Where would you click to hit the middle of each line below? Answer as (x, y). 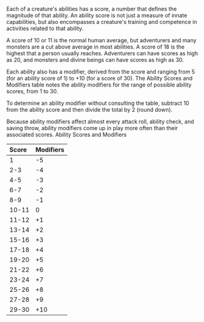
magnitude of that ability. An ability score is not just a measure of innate (97, 15)
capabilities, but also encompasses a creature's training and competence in (102, 22)
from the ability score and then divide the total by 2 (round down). (89, 109)
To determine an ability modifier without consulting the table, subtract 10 (98, 103)
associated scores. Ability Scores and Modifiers (66, 135)
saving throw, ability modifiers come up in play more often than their (92, 128)
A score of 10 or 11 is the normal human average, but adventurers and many (102, 40)
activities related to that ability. (45, 28)
